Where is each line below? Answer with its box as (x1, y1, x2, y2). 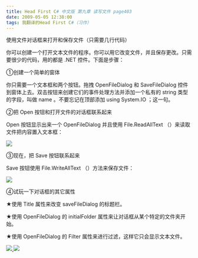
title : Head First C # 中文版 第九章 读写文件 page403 (6, 8, 132, 15)
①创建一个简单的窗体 (6, 69, 60, 76)
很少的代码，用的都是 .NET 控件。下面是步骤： (11, 57, 124, 64)
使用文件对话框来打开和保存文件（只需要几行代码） (6, 37, 130, 44)
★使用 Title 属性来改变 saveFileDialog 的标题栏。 (6, 201, 126, 208)
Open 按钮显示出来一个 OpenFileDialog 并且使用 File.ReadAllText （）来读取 (6, 121, 190, 128)
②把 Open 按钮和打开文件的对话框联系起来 (6, 108, 113, 115)
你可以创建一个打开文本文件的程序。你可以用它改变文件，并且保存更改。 (6, 49, 181, 56)
